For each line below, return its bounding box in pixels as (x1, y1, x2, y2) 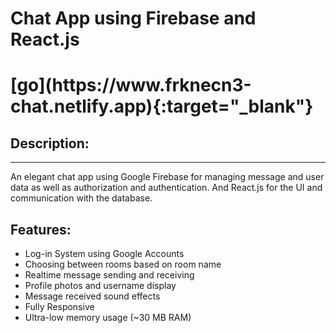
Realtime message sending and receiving (24, 269, 195, 281)
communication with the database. (10, 192, 153, 204)
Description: (10, 135, 90, 152)
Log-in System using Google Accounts (24, 248, 185, 259)
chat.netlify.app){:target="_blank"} (10, 95, 314, 118)
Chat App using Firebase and (10, 7, 257, 30)
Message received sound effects (24, 290, 161, 302)
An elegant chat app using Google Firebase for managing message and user (10, 171, 325, 183)
